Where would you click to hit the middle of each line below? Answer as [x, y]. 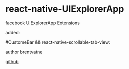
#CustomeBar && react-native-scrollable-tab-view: [58, 42]
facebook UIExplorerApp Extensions [43, 23]
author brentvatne [24, 52]
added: [13, 32]
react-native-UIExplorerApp [65, 9]
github [12, 61]
